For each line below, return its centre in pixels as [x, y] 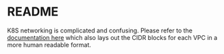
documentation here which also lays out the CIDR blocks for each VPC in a [112, 37]
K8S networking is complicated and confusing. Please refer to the [100, 30]
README [33, 12]
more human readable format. [49, 45]
